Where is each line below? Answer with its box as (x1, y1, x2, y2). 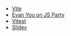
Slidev (11, 24, 27, 31)
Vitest (11, 18, 27, 24)
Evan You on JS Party (11, 11, 65, 18)
